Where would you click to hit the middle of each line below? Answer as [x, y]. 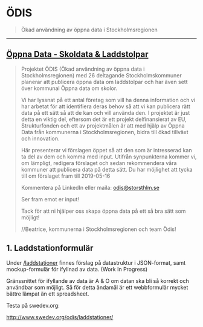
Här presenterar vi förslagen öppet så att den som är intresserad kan [106, 150]
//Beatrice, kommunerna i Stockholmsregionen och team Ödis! [98, 229]
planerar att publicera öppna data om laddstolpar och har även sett [104, 82]
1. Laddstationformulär [50, 248]
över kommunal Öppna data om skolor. [69, 88]
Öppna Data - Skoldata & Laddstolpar [78, 54]
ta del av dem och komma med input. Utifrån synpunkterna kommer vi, [109, 157]
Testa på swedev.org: [33, 305]
